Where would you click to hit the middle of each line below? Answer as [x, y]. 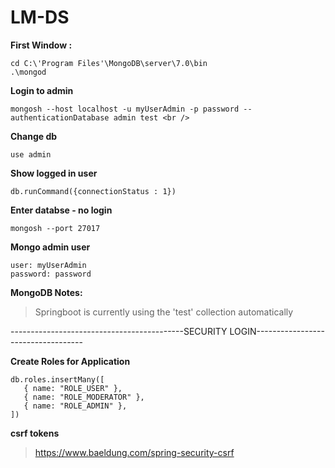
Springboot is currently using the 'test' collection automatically [164, 312]
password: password [51, 274]
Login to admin [42, 90]
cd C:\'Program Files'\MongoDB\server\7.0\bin [109, 63]
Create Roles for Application [70, 361]
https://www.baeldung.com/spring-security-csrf [134, 452]
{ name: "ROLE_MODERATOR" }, [84, 397]
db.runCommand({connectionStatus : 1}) [93, 191]
